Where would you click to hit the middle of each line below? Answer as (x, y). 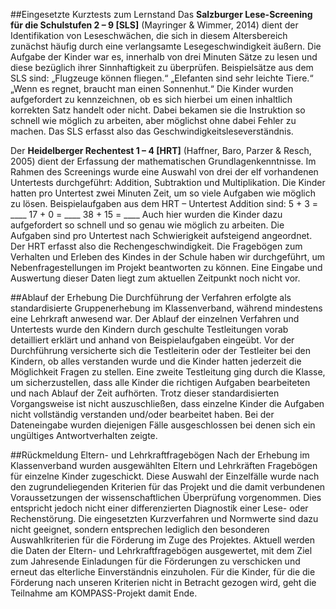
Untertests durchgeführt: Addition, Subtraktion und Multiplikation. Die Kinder (168, 182)
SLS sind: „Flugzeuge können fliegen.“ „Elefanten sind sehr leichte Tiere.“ (162, 78)
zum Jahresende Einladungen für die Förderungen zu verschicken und (155, 561)
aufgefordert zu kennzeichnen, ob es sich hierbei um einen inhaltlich (151, 99)
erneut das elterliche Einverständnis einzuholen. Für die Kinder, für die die (163, 572)
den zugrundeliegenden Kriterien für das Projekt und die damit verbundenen (168, 487)
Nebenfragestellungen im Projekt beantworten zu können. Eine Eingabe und (166, 267)
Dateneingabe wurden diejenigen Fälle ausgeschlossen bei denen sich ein (163, 425)
